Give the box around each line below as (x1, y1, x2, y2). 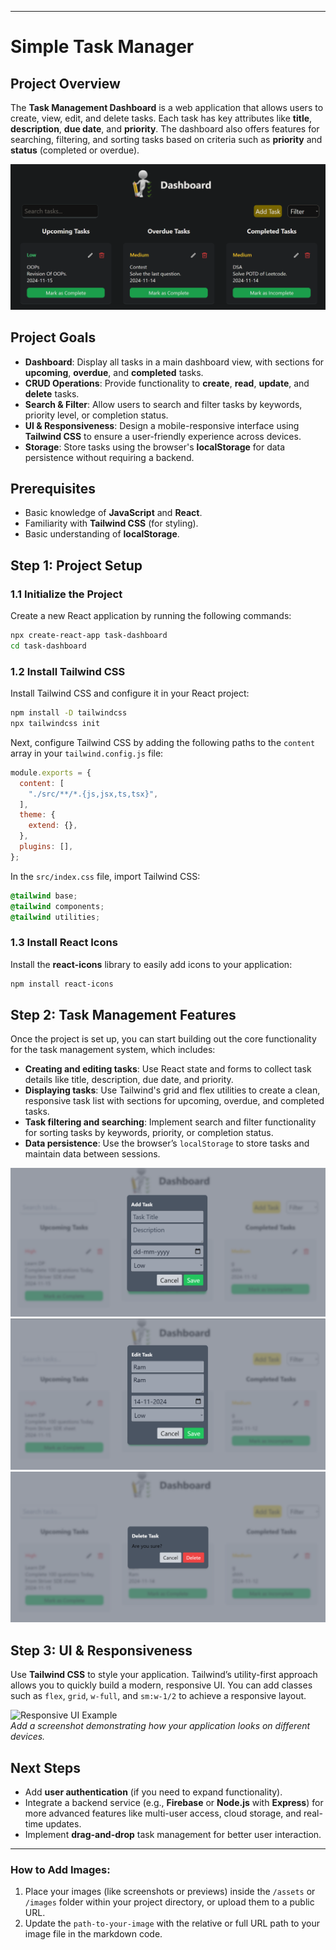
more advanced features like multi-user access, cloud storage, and (24, 1807, 302, 1820)
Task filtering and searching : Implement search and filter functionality (24, 1116, 317, 1128)
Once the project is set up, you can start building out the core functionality (10, 1033, 317, 1045)
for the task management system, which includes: (10, 1044, 216, 1056)
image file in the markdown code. (24, 1928, 163, 1940)
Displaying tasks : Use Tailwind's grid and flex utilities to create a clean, (24, 1084, 321, 1096)
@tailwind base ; (10, 891, 78, 901)
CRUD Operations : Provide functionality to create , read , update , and (24, 377, 310, 389)
